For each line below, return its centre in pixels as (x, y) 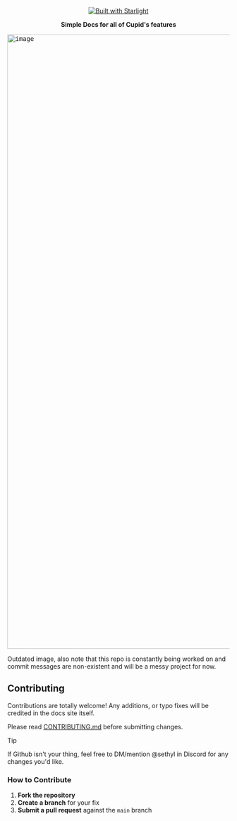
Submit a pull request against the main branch (85, 810)
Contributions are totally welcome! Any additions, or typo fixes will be (108, 705)
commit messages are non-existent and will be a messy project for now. (112, 666)
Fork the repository (46, 795)
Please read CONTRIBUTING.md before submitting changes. (95, 726)
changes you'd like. (36, 761)
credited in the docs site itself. (51, 713)
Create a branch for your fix (59, 803)
